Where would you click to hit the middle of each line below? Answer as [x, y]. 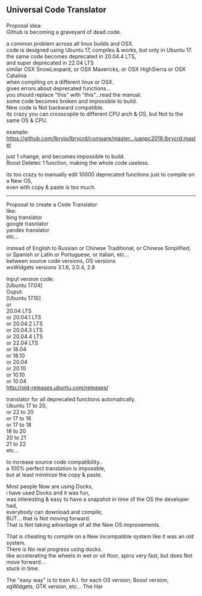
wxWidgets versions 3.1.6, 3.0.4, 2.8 [50, 268]
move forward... [26, 562]
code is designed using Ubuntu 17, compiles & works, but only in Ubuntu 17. [99, 50]
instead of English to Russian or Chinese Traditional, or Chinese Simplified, [99, 248]
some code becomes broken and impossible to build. [72, 101]
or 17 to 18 [19, 425]
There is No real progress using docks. [54, 549]
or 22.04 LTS [22, 343]
